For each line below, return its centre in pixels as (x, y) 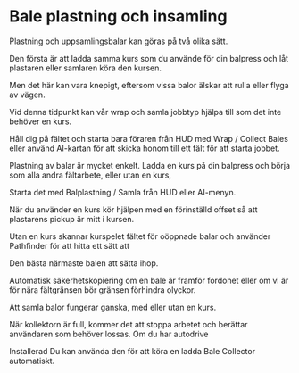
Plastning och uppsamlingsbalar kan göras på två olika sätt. (119, 41)
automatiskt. (32, 361)
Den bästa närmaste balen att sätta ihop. (84, 263)
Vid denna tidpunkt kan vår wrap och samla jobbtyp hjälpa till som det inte (145, 112)
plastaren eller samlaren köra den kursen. (86, 68)
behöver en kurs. (41, 121)
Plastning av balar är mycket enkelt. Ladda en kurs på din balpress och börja (150, 165)
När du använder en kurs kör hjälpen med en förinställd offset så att (133, 209)
